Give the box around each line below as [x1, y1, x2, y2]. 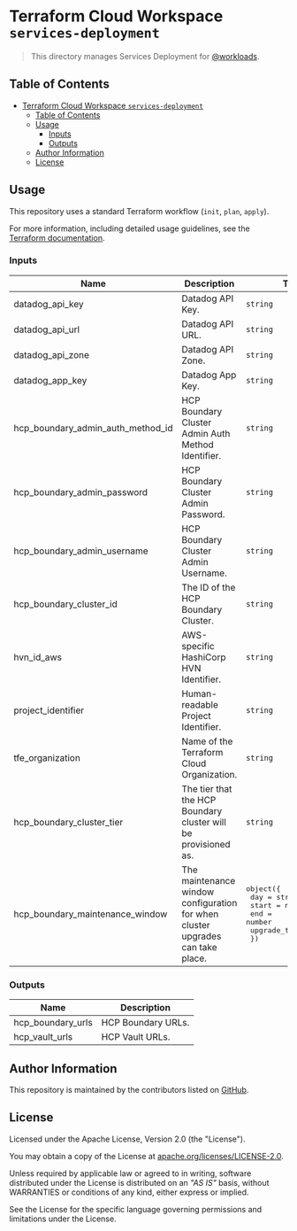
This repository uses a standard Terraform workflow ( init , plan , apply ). [9, 205, 270, 216]
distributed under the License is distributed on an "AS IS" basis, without [9, 1177, 270, 1188]
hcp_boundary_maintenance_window [13, 908, 168, 920]
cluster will [180, 816, 227, 828]
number [246, 917, 272, 927]
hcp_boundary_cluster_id [13, 598, 118, 610]
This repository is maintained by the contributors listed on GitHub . [9, 1084, 249, 1095]
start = [250, 901, 281, 910]
